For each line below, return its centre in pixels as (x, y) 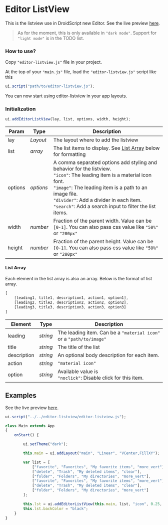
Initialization (20, 109)
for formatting (69, 154)
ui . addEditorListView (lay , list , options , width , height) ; (68, 119)
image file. (65, 194)
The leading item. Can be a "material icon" (109, 332)
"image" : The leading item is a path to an (100, 188)
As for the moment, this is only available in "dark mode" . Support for (87, 33)
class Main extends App (30, 426)
